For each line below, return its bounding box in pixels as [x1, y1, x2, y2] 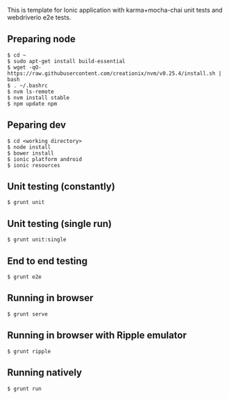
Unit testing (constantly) [7, 180, 116, 193]
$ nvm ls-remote [7, 88, 54, 95]
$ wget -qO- [7, 64, 42, 71]
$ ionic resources [7, 162, 60, 169]
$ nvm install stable [7, 94, 70, 101]
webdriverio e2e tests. [7, 13, 71, 22]
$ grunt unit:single [7, 236, 67, 244]
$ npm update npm [7, 100, 58, 107]
